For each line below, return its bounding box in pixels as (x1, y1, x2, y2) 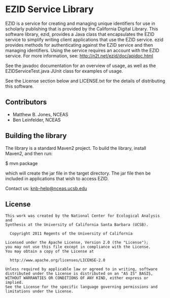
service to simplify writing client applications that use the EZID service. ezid (5, 37, 164, 43)
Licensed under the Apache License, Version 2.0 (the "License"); (5, 240, 149, 245)
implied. (5, 280, 24, 285)
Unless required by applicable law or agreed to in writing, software (5, 267, 158, 272)
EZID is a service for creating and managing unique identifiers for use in (5, 20, 156, 26)
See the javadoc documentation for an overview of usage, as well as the (5, 62, 156, 69)
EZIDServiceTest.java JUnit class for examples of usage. (5, 68, 123, 74)
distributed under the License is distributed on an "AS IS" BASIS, (5, 271, 153, 276)
